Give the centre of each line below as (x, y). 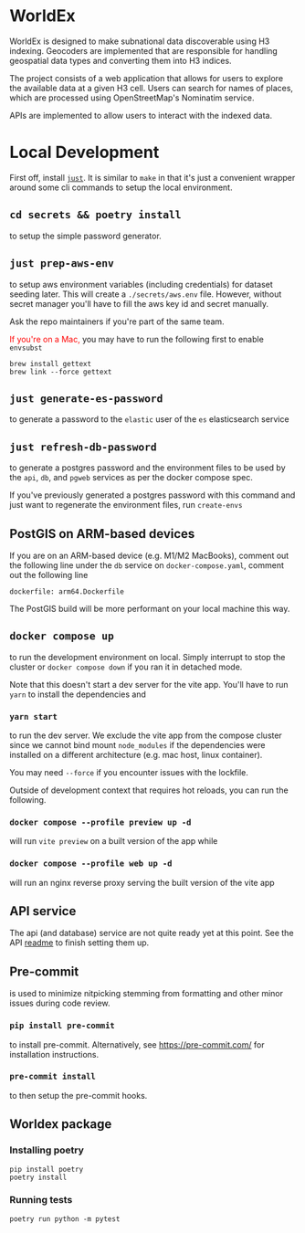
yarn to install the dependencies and (78, 694)
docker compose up (62, 636)
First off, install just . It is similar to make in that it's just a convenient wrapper (152, 177)
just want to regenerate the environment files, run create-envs (126, 505)
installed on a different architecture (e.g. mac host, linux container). (136, 755)
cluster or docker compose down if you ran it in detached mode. (126, 667)
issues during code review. (60, 1003)
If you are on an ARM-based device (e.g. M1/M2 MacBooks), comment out (149, 555)
